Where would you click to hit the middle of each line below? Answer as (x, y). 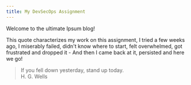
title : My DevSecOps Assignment (46, 12)
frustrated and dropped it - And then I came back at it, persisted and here (95, 52)
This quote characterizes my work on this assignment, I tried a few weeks (95, 40)
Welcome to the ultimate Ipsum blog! (51, 28)
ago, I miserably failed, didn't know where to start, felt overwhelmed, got (94, 46)
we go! (14, 58)
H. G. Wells (34, 76)
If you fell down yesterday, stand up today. (72, 70)
